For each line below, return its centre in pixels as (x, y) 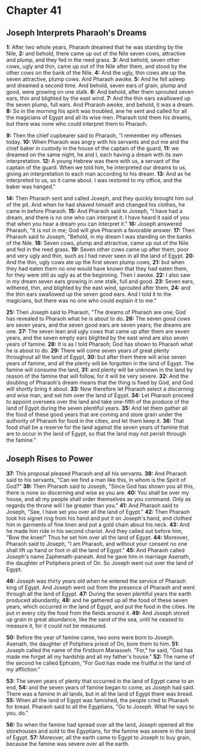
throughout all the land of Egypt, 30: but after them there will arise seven (96, 357)
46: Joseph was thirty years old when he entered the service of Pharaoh (96, 581)
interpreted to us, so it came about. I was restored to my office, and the (94, 180)
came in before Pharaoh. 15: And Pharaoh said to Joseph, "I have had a (94, 211)
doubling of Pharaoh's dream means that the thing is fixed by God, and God (100, 382)
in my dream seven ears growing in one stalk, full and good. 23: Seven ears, (100, 281)
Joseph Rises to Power (50, 459)
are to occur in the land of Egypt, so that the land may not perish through (96, 433)
